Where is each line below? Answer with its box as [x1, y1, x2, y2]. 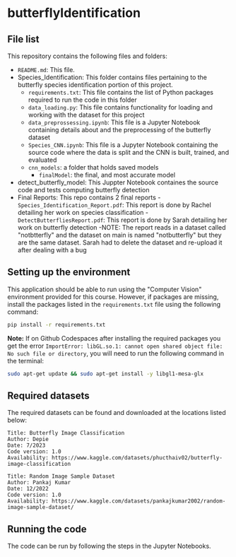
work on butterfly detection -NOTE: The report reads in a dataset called [17, 223, 226, 231]
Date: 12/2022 [7, 486, 49, 493]
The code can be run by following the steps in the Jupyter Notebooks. [7, 542, 211, 551]
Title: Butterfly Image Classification [7, 430, 125, 437]
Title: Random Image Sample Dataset [7, 473, 115, 480]
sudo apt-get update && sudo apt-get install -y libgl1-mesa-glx [7, 370, 203, 377]
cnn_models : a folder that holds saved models [28, 163, 159, 171]
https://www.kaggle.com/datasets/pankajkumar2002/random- [52, 498, 226, 505]
